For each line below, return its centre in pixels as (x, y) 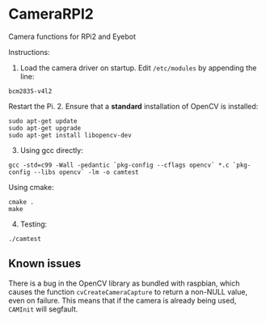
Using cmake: (31, 187)
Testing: (34, 224)
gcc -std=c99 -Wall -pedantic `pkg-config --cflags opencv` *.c (119, 165)
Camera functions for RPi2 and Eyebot (72, 36)
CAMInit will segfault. (43, 309)
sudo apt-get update (43, 121)
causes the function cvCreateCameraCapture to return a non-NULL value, (128, 291)
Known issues (45, 264)
